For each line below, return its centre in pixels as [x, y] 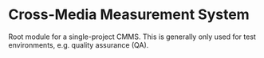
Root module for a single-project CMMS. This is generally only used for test [132, 37]
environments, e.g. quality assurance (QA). [79, 44]
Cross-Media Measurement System [129, 15]
